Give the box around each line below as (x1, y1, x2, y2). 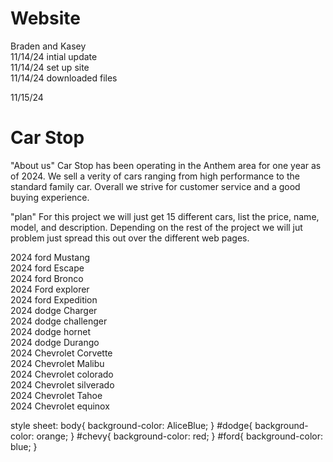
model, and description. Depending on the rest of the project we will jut (10, 221, 303, 233)
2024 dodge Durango (10, 336, 100, 348)
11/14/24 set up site (10, 61, 90, 73)
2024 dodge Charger (10, 304, 98, 316)
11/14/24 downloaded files (10, 72, 118, 84)
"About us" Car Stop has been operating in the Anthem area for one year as (10, 159, 322, 171)
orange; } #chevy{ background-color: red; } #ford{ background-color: (36, 430, 324, 442)
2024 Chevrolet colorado (10, 368, 114, 380)
